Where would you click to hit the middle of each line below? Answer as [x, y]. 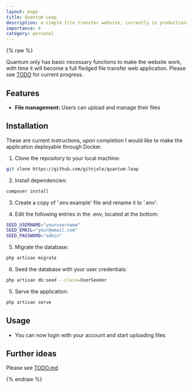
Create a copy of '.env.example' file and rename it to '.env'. [86, 203]
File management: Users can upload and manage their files [88, 107]
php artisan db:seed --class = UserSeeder [57, 280]
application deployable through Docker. [54, 146]
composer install [28, 191]
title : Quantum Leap [32, 17]
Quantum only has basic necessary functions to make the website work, [94, 62]
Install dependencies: [41, 180]
